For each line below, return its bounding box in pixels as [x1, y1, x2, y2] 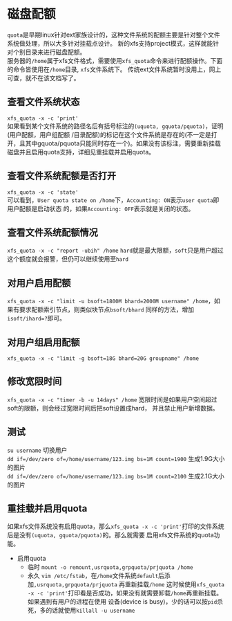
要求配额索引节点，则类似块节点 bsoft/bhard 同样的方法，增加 [19, 305, 195, 314]
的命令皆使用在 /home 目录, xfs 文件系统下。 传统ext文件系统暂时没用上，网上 [7, 65, 222, 73]
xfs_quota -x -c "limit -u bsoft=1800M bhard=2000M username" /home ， [7, 297, 215, 305]
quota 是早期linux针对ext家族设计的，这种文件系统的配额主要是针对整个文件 [7, 30, 221, 39]
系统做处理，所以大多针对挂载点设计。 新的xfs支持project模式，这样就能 [7, 39, 213, 47]
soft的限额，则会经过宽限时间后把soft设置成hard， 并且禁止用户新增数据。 [7, 404, 219, 412]
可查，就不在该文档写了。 [7, 73, 80, 82]
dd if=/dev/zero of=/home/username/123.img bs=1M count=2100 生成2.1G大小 [7, 471, 224, 480]
